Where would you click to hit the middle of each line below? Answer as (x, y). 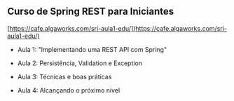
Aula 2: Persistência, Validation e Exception (80, 63)
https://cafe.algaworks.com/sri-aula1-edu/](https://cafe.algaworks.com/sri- (118, 28)
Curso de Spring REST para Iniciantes (91, 12)
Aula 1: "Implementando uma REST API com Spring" (92, 49)
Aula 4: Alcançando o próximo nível (69, 90)
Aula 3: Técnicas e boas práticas (64, 76)
